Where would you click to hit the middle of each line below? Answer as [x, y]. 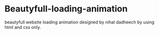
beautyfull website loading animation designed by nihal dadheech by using [79, 22]
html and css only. [23, 27]
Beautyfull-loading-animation [66, 9]
